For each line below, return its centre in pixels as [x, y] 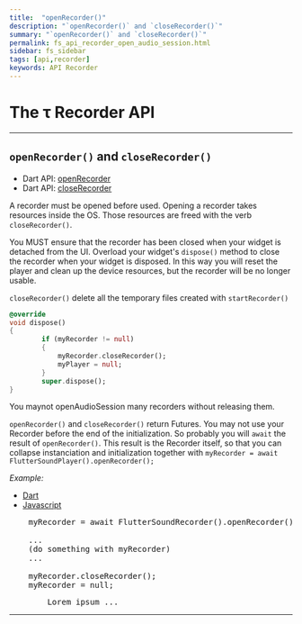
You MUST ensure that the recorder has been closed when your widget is [145, 242]
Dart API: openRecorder [66, 178]
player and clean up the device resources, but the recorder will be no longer [150, 270]
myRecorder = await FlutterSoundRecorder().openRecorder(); [164, 522]
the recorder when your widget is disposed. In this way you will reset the [144, 261]
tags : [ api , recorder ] [50, 59]
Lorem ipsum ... [83, 602]
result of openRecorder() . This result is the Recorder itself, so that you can [146, 443]
